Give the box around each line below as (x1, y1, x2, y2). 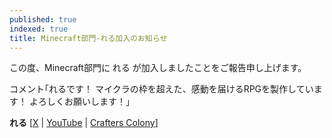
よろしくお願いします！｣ (28, 96, 131, 108)
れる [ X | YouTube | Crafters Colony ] (9, 117, 159, 129)
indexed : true (9, 24, 69, 34)
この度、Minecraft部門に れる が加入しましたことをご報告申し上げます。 (9, 62, 307, 74)
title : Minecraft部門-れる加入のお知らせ (9, 33, 168, 43)
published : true (9, 14, 77, 25)
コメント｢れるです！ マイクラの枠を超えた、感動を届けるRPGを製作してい (9, 83, 314, 95)
